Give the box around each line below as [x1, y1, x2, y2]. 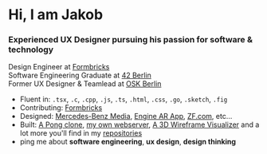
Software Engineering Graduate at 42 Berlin [8, 70, 151, 81]
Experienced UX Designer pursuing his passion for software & [8, 34, 253, 45]
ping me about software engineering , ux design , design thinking [19, 137, 237, 147]
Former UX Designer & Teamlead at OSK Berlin [8, 79, 162, 89]
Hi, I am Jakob [8, 6, 104, 24]
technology [8, 44, 54, 55]
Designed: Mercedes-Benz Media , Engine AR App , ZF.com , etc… [19, 112, 233, 121]
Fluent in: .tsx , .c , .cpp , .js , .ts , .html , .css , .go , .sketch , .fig [19, 94, 228, 105]
